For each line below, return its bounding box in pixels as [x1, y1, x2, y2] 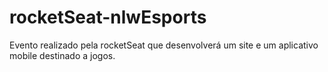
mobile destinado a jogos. [9, 49, 116, 61]
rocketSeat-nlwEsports [9, 6, 207, 29]
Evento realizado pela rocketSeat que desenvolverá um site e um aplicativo [9, 39, 319, 51]
